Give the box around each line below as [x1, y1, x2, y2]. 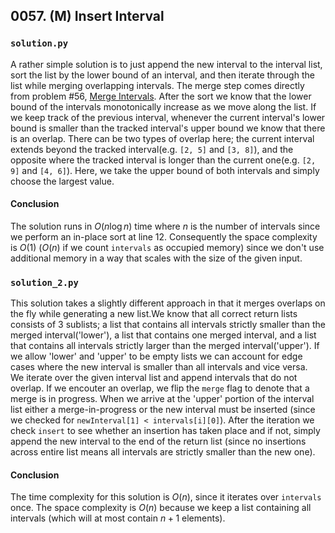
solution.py [10, 38, 69, 49]
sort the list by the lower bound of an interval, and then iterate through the [10, 69, 315, 81]
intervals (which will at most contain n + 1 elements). [10, 512, 226, 524]
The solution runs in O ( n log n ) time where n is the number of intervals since [10, 220, 321, 232]
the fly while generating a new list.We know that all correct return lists [10, 308, 298, 320]
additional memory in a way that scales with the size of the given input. [10, 252, 303, 264]
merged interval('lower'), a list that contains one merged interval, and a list [10, 329, 317, 341]
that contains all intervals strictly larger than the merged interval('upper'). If [10, 340, 320, 352]
